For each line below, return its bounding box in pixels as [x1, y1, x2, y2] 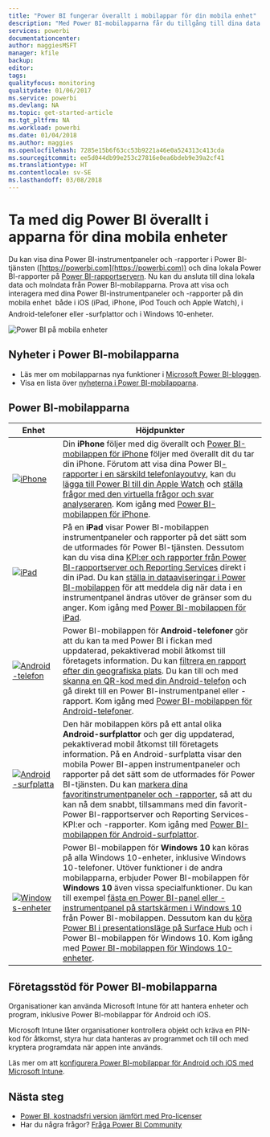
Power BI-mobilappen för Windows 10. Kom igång [63, 933, 253, 944]
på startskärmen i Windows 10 [125, 902, 243, 914]
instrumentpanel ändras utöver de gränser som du [63, 592, 252, 603]
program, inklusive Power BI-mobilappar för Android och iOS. [8, 1010, 211, 1020]
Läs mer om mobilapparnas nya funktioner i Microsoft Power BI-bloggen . [19, 369, 261, 378]
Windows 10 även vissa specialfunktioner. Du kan [63, 882, 253, 894]
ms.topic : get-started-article [8, 109, 113, 117]
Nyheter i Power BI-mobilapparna [8, 348, 179, 362]
